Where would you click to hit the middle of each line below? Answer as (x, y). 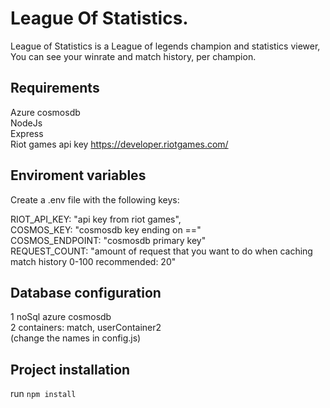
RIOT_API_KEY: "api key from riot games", (96, 219)
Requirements (55, 88)
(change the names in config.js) (76, 338)
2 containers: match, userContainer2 (86, 328)
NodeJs (26, 123)
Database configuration (86, 292)
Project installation (70, 369)
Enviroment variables (78, 175)
